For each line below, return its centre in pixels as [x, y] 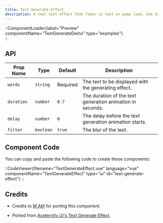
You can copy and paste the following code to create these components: [78, 159]
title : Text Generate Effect [34, 10]
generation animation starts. [114, 122]
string [42, 85]
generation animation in [109, 102]
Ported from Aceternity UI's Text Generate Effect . [61, 215]
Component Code [32, 147]
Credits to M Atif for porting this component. [56, 206]
